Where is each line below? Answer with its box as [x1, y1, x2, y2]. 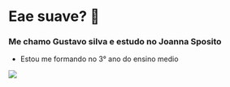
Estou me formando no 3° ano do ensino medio [20, 54, 179, 64]
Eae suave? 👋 [8, 7, 100, 26]
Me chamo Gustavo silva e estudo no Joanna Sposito [8, 36, 222, 48]
